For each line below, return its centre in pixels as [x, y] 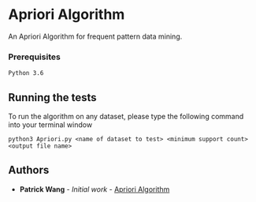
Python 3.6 [26, 73]
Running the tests [52, 97]
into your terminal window [50, 125]
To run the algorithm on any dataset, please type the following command [126, 117]
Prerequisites [34, 57]
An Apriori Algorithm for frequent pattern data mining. [95, 36]
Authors [29, 170]
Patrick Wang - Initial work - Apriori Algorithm [95, 189]
